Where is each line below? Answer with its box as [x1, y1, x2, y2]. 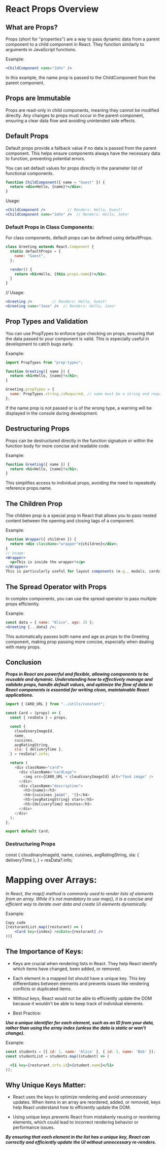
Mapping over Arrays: [5, 874, 97, 885]
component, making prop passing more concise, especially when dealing [5, 639, 154, 644]
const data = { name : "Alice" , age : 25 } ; [5, 620, 94, 625]
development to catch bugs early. [5, 341, 74, 347]
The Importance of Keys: [5, 947, 83, 956]
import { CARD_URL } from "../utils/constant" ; [5, 702, 105, 707]
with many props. [5, 644, 41, 650]
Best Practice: [12, 1010, 41, 1016]
